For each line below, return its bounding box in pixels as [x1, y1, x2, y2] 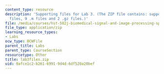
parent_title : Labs [5, 43, 45, 48]
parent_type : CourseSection [5, 48, 62, 53]
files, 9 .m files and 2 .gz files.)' [9, 16, 89, 21]
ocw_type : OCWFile [5, 39, 42, 44]
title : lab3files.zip [5, 57, 49, 62]
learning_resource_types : [5, 30, 58, 35]
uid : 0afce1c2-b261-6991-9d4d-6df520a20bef [5, 61, 95, 66]
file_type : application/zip [5, 25, 62, 30]
